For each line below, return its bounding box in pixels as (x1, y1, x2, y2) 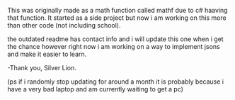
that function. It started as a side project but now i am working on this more (7, 13, 227, 22)
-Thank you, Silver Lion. (7, 64, 76, 72)
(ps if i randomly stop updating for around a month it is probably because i (7, 77, 224, 86)
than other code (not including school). (7, 21, 121, 29)
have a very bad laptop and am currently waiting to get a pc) (7, 85, 184, 93)
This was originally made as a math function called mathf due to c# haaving (7, 6, 228, 14)
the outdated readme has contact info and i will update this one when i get (7, 35, 224, 43)
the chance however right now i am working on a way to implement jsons (7, 43, 221, 50)
